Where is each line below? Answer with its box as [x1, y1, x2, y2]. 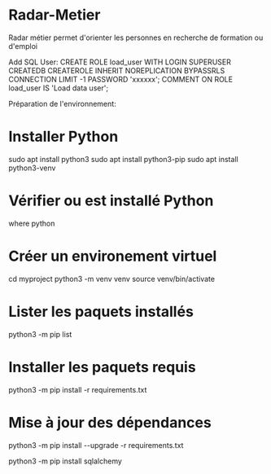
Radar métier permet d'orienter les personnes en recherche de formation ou [8, 33, 264, 42]
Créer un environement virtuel [8, 247, 217, 266]
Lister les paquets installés [8, 302, 194, 321]
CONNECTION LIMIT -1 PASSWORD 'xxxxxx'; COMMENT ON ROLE [8, 74, 234, 84]
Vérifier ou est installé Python [8, 191, 214, 210]
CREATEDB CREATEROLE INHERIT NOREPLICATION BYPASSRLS [8, 65, 225, 75]
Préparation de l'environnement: [8, 99, 116, 108]
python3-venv [8, 163, 56, 173]
